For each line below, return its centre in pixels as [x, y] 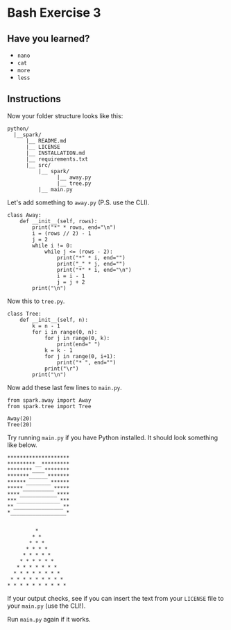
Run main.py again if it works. [49, 619]
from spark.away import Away [49, 400]
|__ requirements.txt [57, 159]
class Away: [24, 215]
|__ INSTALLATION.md [55, 153]
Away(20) [20, 419]
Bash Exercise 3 [54, 13]
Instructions [34, 99]
